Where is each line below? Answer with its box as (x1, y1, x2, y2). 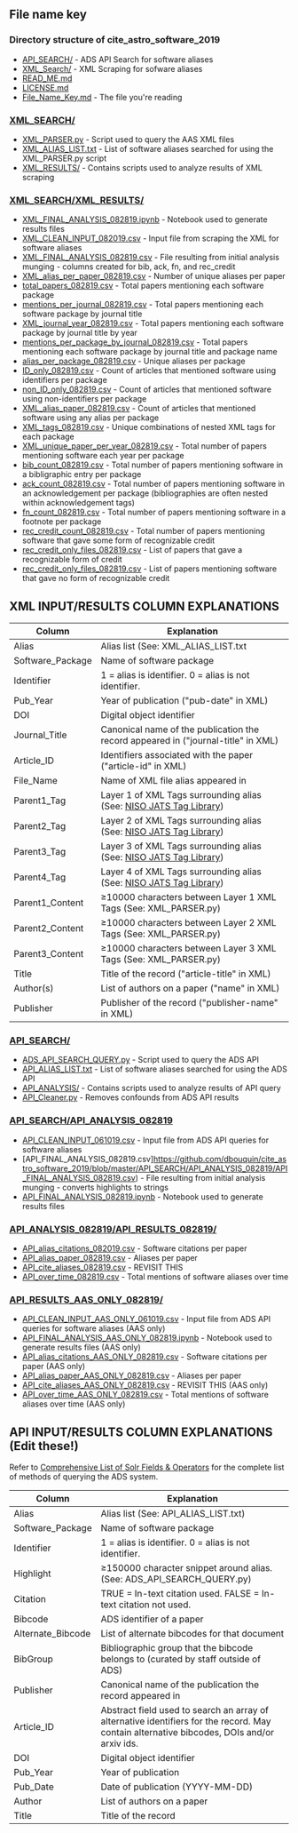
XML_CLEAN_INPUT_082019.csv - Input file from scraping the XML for (21, 233, 279, 243)
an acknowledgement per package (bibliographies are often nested (21, 488, 269, 498)
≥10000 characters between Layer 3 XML (100, 942, 277, 954)
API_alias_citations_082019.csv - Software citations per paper (21, 1243, 247, 1254)
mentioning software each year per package (21, 450, 184, 461)
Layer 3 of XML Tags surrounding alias (100, 840, 262, 852)
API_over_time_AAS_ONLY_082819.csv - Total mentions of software (21, 1390, 269, 1400)
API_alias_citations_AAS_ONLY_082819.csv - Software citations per (21, 1351, 268, 1362)
